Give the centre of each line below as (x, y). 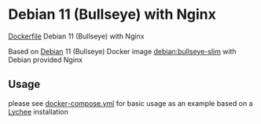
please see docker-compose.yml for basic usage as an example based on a (130, 103)
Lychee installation (38, 111)
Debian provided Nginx (45, 60)
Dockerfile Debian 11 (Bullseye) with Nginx (76, 36)
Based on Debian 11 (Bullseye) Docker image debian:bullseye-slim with (123, 51)
